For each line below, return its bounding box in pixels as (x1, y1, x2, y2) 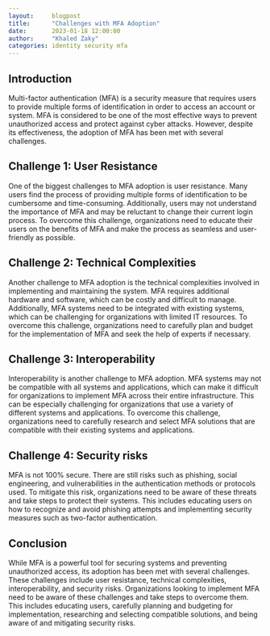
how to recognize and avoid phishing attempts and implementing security (8, 504, 252, 514)
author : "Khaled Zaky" (8, 34, 99, 43)
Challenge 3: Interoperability (8, 352, 156, 366)
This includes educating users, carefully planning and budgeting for (8, 601, 234, 610)
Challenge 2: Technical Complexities (8, 256, 197, 270)
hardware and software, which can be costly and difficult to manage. (8, 294, 237, 304)
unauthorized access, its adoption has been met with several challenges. (8, 567, 251, 576)
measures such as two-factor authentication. (8, 513, 158, 523)
